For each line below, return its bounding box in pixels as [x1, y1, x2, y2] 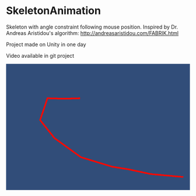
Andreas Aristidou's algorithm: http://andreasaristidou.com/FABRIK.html [6, 29, 179, 36]
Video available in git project [6, 52, 75, 59]
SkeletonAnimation [6, 4, 101, 17]
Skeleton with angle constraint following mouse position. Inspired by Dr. [6, 23, 178, 30]
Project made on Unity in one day [6, 41, 86, 48]
